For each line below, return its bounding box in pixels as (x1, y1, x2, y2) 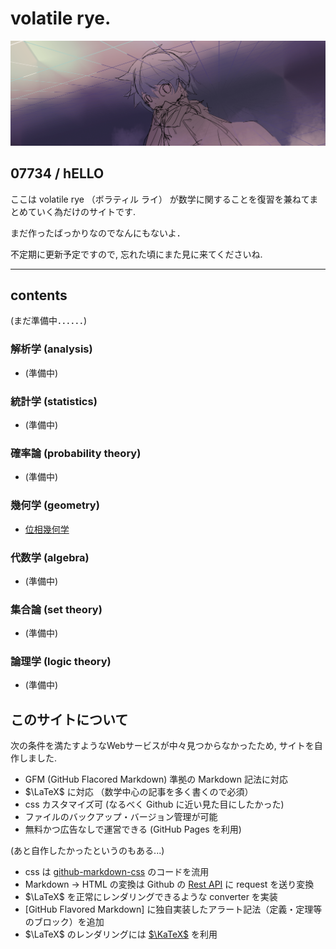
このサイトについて (10, 711, 129, 728)
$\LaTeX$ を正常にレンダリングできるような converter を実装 (24, 891, 278, 903)
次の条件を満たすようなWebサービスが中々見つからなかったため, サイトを (10, 740, 315, 752)
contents (10, 287, 68, 304)
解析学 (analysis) (10, 342, 93, 356)
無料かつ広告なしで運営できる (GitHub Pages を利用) (24, 823, 242, 836)
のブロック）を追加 (24, 916, 105, 928)
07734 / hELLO (10, 165, 105, 182)
